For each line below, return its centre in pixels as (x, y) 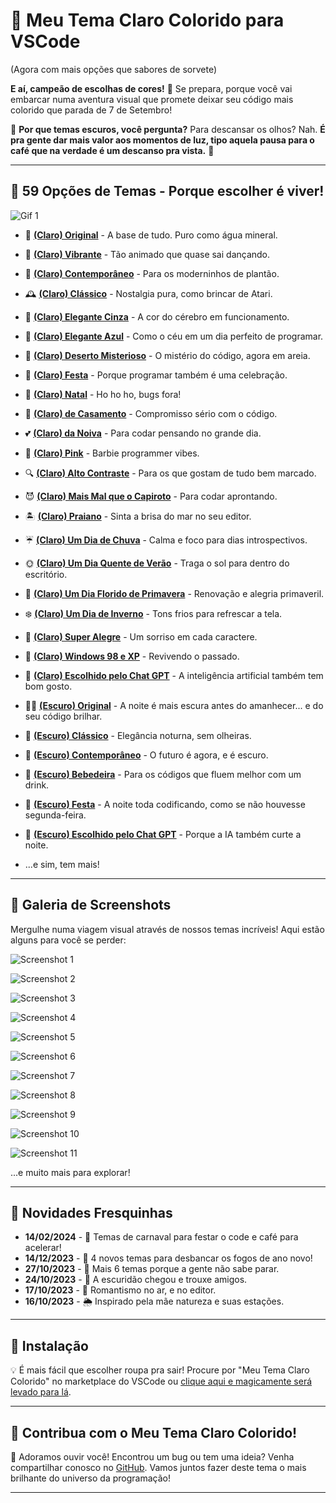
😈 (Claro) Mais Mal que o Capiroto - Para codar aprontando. (151, 496)
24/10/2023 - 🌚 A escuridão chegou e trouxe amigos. (136, 1280)
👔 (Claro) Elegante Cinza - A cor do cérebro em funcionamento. (157, 316)
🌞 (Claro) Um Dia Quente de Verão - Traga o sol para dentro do (157, 563)
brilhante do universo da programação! (90, 1478)
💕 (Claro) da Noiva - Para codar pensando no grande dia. (143, 433)
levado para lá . (41, 1392)
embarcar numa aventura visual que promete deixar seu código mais (152, 99)
